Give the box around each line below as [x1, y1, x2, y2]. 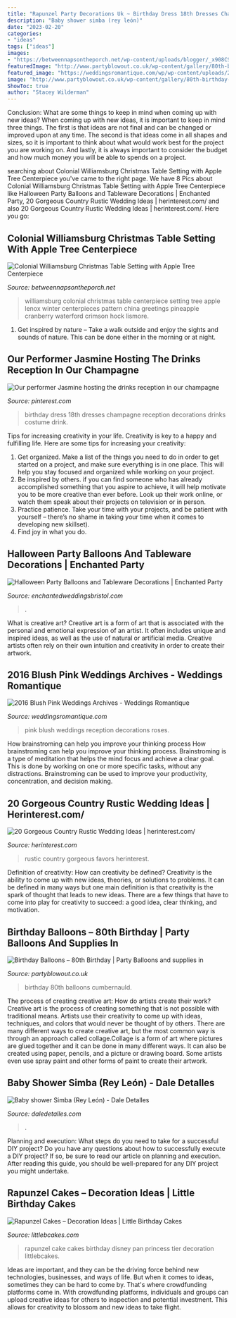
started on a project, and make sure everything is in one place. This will [17, 460, 224, 469]
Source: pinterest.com [7, 396, 72, 405]
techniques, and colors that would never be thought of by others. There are [7, 1019, 225, 1028]
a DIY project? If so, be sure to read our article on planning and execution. [7, 1152, 221, 1160]
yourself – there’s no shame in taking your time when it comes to [17, 512, 204, 521]
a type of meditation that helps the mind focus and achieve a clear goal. [7, 755, 216, 763]
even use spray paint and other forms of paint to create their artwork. [7, 1057, 208, 1065]
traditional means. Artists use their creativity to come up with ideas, [7, 1012, 202, 1020]
